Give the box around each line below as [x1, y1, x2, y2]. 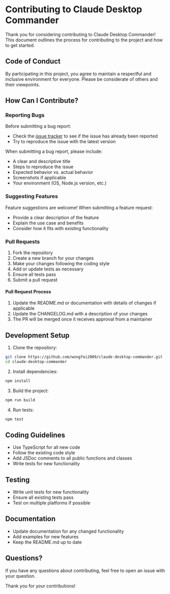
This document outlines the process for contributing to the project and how [5, 37, 163, 43]
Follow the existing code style [12, 450, 75, 456]
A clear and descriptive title [12, 158, 71, 165]
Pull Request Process [5, 288, 51, 294]
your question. [5, 573, 36, 579]
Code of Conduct [5, 57, 61, 66]
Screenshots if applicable [12, 175, 66, 181]
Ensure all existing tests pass [12, 494, 74, 500]
